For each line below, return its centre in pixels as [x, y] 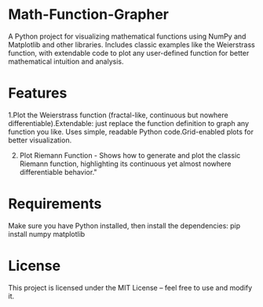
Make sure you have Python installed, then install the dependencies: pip [124, 225]
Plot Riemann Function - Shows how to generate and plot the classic [130, 155]
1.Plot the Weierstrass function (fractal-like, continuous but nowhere [119, 115]
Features [38, 93]
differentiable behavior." [58, 172]
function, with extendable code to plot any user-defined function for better [129, 53]
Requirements [55, 204]
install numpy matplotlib [47, 234]
